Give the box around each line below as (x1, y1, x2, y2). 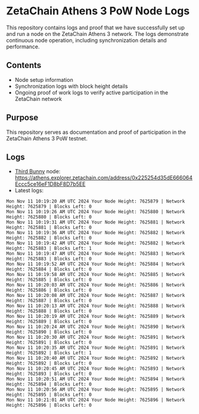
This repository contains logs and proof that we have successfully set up (6, 24, 185, 31)
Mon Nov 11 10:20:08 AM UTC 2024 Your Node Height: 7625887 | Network (6, 293, 185, 299)
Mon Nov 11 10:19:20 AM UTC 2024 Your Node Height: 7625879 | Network (6, 198, 185, 204)
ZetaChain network (14, 95, 63, 102)
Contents (6, 60, 42, 70)
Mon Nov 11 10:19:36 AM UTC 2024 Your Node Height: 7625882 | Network (6, 230, 185, 236)
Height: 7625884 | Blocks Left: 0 (6, 266, 92, 272)
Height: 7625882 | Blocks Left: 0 (6, 235, 92, 241)
